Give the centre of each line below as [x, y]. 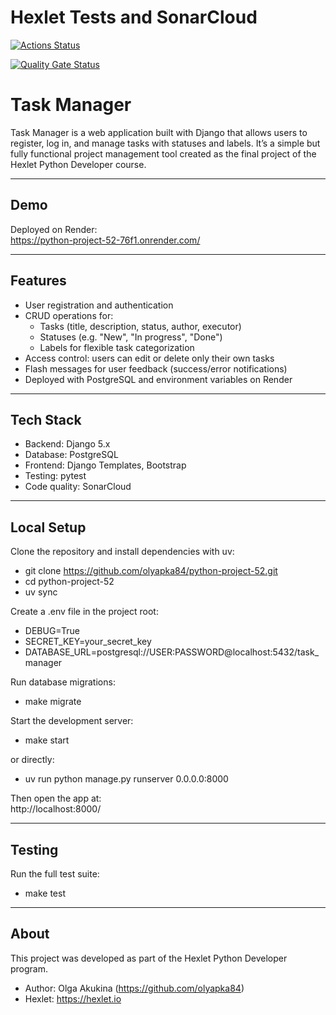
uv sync [41, 592]
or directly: [32, 760]
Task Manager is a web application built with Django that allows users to [159, 132]
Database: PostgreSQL [71, 455]
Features [38, 281]
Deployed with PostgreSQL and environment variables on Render [158, 379]
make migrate [53, 702]
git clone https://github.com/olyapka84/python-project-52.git [151, 571]
